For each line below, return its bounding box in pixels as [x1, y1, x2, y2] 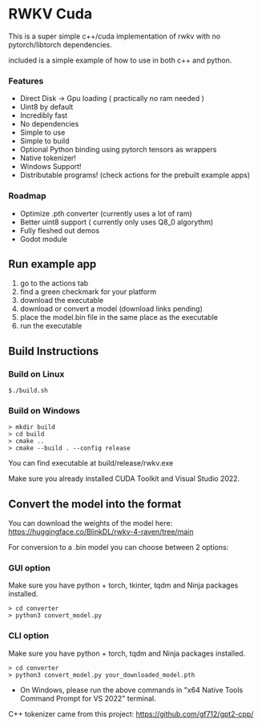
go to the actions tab [19, 278, 89, 289]
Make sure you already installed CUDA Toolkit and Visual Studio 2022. [8, 474, 240, 483]
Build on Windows [8, 405, 80, 416]
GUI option [8, 563, 50, 574]
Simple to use [19, 127, 66, 137]
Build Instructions [8, 344, 99, 357]
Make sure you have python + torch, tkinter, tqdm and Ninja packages [8, 580, 239, 590]
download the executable [19, 296, 104, 305]
